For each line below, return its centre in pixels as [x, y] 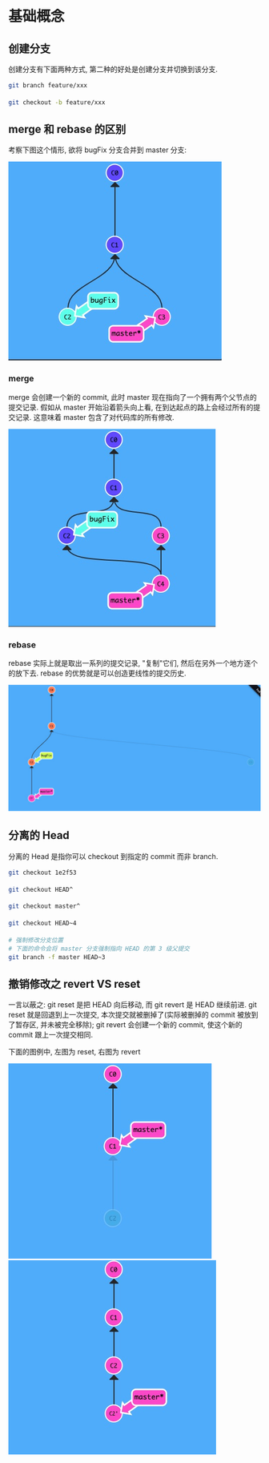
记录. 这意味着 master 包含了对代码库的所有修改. [94, 417]
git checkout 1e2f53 [43, 873]
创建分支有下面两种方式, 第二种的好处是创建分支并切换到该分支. [113, 69]
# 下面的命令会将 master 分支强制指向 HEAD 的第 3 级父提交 [99, 949]
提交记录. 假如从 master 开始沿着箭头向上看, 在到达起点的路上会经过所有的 [131, 407]
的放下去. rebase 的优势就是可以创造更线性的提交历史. [97, 673]
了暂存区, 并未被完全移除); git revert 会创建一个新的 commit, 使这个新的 [125, 1025]
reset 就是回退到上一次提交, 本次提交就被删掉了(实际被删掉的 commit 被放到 [133, 1015]
